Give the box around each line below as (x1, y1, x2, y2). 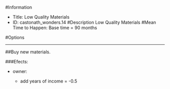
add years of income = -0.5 (20, 78, 77, 84)
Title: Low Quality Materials (12, 14, 70, 20)
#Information (5, 5, 32, 10)
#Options (5, 35, 25, 40)
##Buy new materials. (5, 49, 51, 55)
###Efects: (5, 59, 28, 64)
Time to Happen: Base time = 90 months (12, 25, 97, 31)
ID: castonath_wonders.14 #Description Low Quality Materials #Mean (12, 20, 156, 25)
